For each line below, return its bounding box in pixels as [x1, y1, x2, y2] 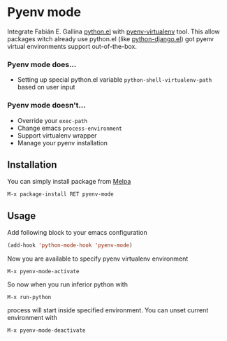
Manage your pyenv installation [17, 138, 108, 147]
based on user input [17, 83, 75, 92]
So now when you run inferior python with [7, 280, 128, 289]
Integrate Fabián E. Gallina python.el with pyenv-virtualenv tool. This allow [7, 27, 220, 36]
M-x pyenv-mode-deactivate [7, 327, 86, 334]
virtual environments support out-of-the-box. [7, 42, 138, 50]
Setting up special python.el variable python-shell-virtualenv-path [17, 75, 212, 84]
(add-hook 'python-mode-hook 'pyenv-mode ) [7, 242, 133, 249]
